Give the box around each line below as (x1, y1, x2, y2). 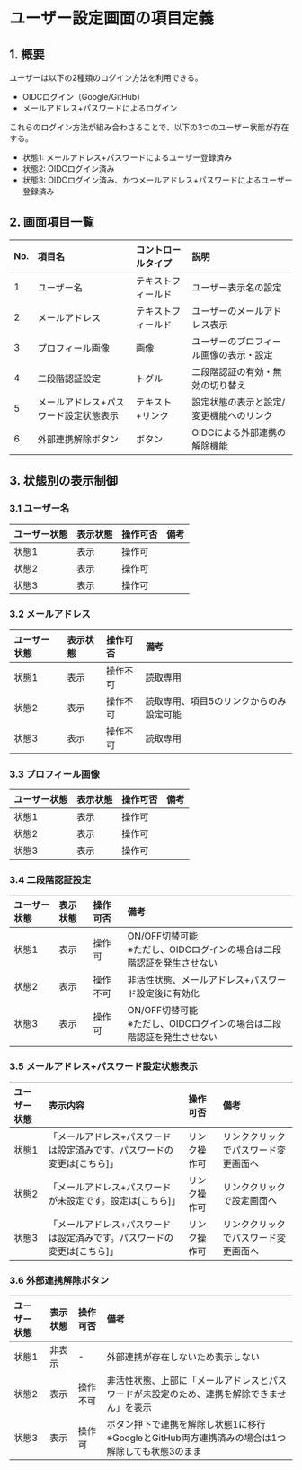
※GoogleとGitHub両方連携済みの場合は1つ (106, 1431, 287, 1444)
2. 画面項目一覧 (9, 215, 94, 230)
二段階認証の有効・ (191, 365, 273, 378)
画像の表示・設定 (200, 348, 273, 361)
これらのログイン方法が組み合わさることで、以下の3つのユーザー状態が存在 (9, 122, 289, 132)
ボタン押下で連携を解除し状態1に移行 (106, 1418, 266, 1430)
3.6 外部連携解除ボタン (9, 1274, 110, 1287)
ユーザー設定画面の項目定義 (9, 8, 214, 29)
